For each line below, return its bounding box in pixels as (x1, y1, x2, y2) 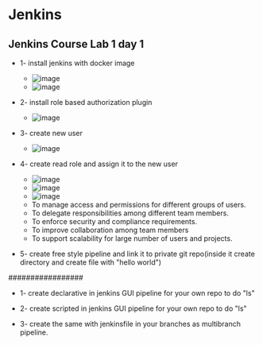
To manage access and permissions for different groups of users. (31, 200, 246, 209)
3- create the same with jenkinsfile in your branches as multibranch (19, 320, 241, 328)
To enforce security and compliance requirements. (31, 217, 197, 226)
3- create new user (19, 129, 83, 138)
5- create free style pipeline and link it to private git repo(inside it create (19, 249, 256, 258)
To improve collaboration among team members (31, 225, 189, 235)
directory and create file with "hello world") (19, 258, 161, 267)
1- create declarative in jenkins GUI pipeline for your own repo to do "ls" (19, 289, 256, 297)
